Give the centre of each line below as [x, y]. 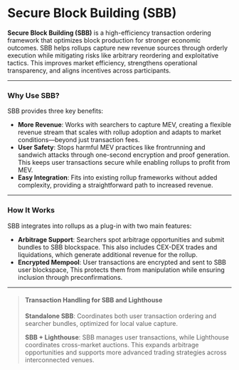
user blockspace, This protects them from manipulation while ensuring [121, 270]
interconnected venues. [59, 359]
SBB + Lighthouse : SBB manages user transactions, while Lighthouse [127, 337]
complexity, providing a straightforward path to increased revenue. [115, 185]
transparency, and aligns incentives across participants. [89, 70]
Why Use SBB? [33, 95]
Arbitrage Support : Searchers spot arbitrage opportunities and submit [121, 239]
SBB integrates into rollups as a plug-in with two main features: [100, 226]
